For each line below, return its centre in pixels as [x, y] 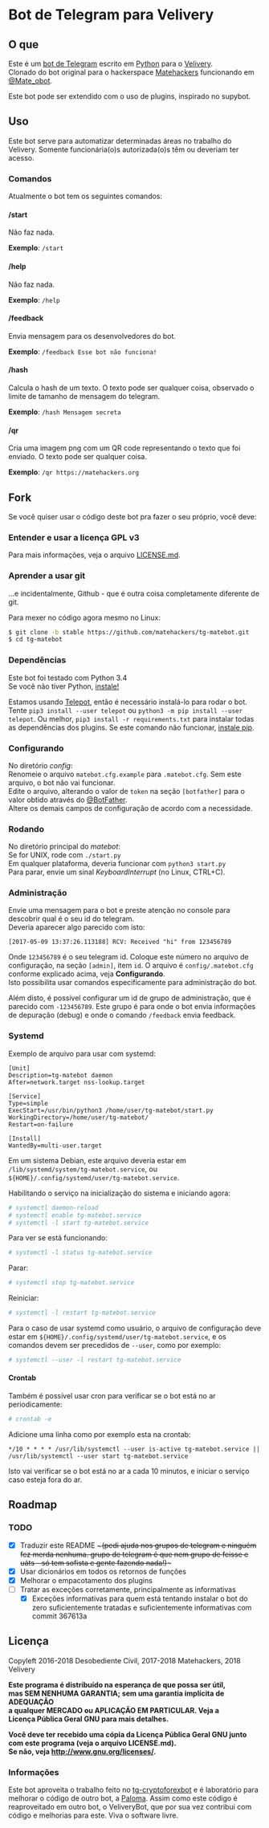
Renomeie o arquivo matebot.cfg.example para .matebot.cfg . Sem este [125, 774]
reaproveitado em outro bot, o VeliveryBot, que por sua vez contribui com [130, 1807]
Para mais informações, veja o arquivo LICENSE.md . [94, 555]
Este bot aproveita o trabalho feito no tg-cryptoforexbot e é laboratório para [133, 1790]
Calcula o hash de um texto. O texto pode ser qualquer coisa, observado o [131, 388]
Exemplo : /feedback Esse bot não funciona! [83, 352]
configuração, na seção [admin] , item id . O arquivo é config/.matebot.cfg [131, 966]
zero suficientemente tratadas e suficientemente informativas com [142, 1607]
